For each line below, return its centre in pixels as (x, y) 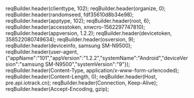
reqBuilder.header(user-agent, (42, 52)
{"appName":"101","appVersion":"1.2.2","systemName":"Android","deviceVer (97, 58)
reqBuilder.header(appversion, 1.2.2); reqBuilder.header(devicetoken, (89, 33)
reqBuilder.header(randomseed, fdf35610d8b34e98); (70, 15)
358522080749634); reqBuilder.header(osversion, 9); (70, 39)
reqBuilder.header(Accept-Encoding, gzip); (57, 89)
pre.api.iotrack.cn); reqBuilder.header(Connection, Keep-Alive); (82, 83)
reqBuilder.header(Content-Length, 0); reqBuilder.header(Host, (81, 76)
